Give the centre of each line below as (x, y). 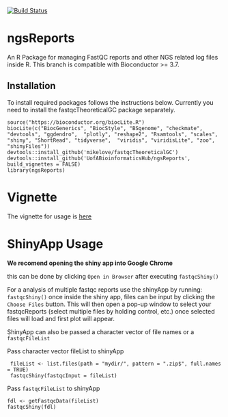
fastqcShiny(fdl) (32, 407)
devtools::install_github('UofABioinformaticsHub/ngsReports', (99, 158)
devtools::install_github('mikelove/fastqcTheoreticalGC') (93, 152)
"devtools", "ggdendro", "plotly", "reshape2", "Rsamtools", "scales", (113, 134)
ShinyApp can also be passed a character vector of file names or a (101, 331)
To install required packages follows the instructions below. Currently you (110, 102)
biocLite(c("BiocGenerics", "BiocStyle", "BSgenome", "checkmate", (105, 128)
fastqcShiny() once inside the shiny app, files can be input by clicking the (111, 296)
